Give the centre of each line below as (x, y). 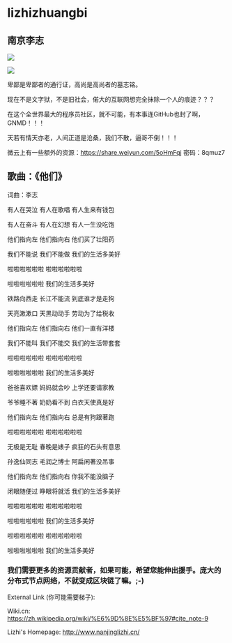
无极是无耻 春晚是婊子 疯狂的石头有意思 (64, 446)
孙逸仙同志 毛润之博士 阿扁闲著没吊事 (61, 461)
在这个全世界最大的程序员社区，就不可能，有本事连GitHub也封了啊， (106, 114)
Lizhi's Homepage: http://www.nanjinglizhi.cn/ (74, 632)
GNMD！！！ (26, 123)
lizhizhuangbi (47, 13)
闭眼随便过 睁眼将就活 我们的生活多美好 (64, 491)
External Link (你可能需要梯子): (51, 597)
